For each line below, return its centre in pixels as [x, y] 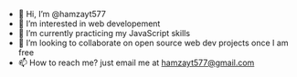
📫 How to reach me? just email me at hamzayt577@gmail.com [136, 63]
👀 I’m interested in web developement [89, 24]
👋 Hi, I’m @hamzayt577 [62, 14]
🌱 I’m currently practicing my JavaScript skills [104, 33]
